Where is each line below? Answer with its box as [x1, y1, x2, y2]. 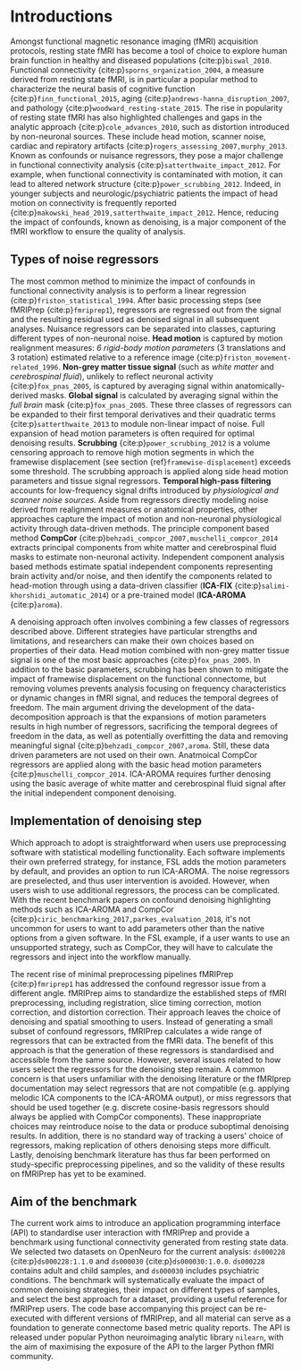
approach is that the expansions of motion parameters [66, 711, 267, 722]
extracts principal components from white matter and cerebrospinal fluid [10, 541, 277, 552]
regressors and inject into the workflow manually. [10, 951, 192, 962]
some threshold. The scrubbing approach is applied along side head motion [10, 465, 288, 476]
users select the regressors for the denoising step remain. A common [10, 1063, 266, 1075]
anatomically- [234, 380, 285, 391]
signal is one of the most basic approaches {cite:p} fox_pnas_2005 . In [10, 654, 262, 665]
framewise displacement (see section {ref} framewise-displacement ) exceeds [10, 456, 291, 467]
